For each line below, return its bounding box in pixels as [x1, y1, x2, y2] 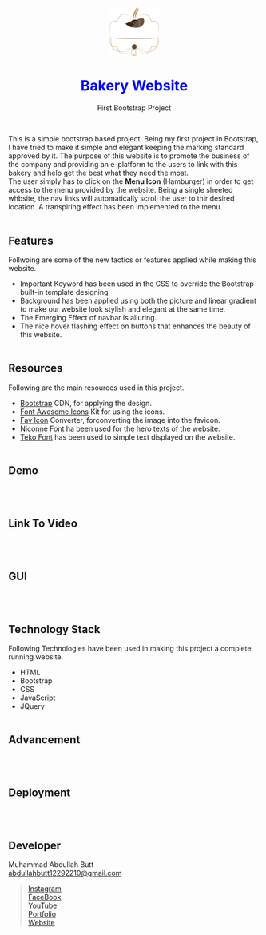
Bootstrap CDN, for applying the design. [19, 398, 152, 408]
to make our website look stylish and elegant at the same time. [19, 304, 226, 314]
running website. [8, 652, 64, 662]
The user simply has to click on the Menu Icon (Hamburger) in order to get [8, 177, 254, 186]
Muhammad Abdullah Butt [8, 860, 94, 869]
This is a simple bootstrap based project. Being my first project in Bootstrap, [8, 134, 259, 144]
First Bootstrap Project [97, 103, 172, 113]
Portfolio [27, 909, 57, 919]
